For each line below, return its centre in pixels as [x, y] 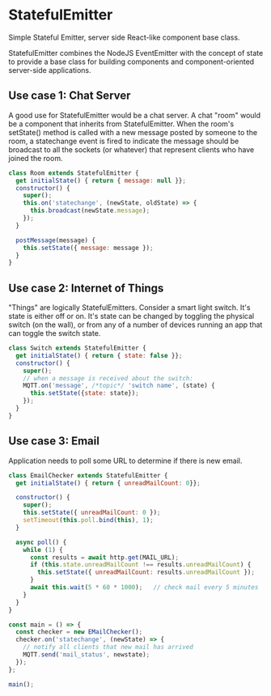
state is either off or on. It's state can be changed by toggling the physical [131, 316]
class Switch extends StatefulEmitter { [78, 348]
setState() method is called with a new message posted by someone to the [133, 132]
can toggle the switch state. [55, 333]
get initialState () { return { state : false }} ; [99, 355]
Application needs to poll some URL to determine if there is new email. [125, 460]
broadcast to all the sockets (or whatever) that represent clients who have [131, 149]
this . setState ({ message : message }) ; [88, 248]
